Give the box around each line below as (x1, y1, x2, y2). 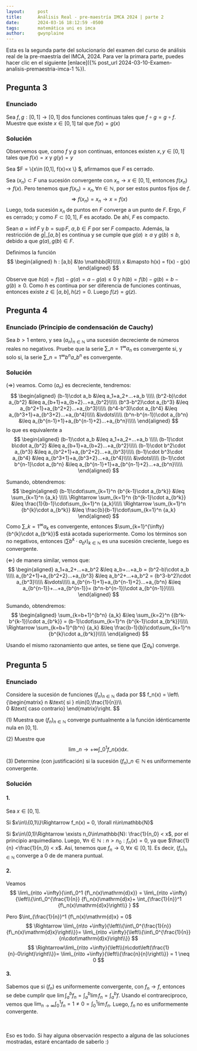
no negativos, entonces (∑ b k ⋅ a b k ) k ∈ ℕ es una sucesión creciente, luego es (6, 537, 189, 546)
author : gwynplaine (6, 31, 64, 36)
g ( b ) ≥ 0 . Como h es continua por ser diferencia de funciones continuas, (6, 282, 182, 289)
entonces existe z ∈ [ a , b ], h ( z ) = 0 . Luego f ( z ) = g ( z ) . (6, 288, 137, 295)
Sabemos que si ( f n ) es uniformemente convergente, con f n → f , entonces (6, 983, 185, 992)
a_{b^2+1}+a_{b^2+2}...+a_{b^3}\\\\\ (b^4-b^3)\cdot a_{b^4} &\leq (19, 404, 178, 412)
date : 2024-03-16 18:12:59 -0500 (6, 19, 104, 25)
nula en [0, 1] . (6, 724, 38, 731)
